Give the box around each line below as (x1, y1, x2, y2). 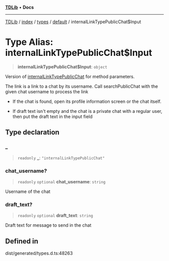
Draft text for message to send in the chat (5, 222, 92, 228)
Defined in (5, 237, 39, 245)
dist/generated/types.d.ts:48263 (5, 250, 73, 256)
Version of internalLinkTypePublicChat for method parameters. (5, 73, 135, 80)
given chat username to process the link (5, 88, 89, 95)
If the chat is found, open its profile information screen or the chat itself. (12, 98, 162, 104)
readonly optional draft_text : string (17, 213, 93, 219)
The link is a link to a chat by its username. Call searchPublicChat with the (5, 83, 158, 89)
